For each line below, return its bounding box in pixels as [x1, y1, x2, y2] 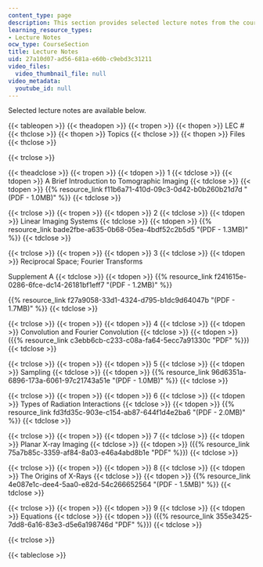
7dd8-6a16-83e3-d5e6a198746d [8, 520, 113, 529]
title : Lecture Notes [8, 48, 79, 56]
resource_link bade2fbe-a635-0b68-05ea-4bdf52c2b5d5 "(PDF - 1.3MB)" [8, 225, 249, 234]
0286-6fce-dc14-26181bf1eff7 [8, 280, 105, 290]
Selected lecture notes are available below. [8, 106, 146, 115]
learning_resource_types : [8, 26, 92, 34]
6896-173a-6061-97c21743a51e [8, 376, 111, 385]
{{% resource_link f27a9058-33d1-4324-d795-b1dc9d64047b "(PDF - [8, 296, 236, 305]
